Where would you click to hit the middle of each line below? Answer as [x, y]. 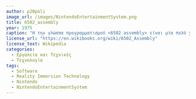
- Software [24, 71]
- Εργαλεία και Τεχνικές [41, 55]
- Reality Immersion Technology [51, 76]
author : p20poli [26, 11]
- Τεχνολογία [27, 60]
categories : [20, 49]
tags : [13, 66]
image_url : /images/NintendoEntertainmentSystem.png [71, 17]
